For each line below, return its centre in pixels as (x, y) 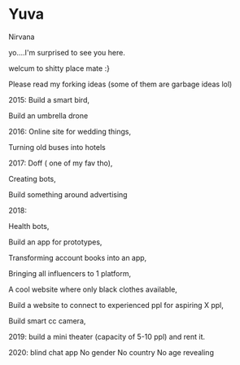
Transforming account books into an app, (78, 257)
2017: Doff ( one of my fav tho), (61, 163)
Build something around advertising (68, 194)
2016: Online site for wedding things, (70, 131)
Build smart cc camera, (47, 321)
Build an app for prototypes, (55, 242)
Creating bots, (33, 178)
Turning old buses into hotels (57, 147)
